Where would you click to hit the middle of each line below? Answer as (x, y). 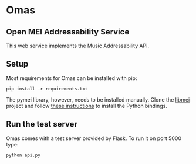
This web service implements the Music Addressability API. (78, 46)
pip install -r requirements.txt (47, 89)
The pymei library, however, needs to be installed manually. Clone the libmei (98, 99)
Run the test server (42, 124)
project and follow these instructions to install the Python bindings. (87, 106)
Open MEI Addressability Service (68, 32)
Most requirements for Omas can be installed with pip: (72, 78)
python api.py (23, 155)
